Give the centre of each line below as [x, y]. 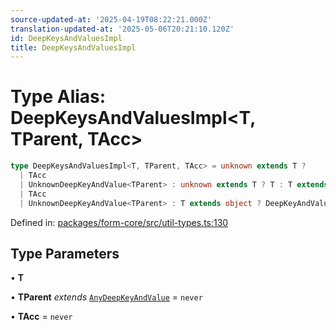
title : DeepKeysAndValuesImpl [73, 47]
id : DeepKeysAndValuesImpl [66, 38]
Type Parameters [65, 253]
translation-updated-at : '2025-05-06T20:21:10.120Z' [122, 29]
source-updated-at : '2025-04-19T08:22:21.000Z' [111, 19]
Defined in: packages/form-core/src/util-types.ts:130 [119, 222]
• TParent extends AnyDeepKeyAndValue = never [106, 297]
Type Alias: [58, 97]
